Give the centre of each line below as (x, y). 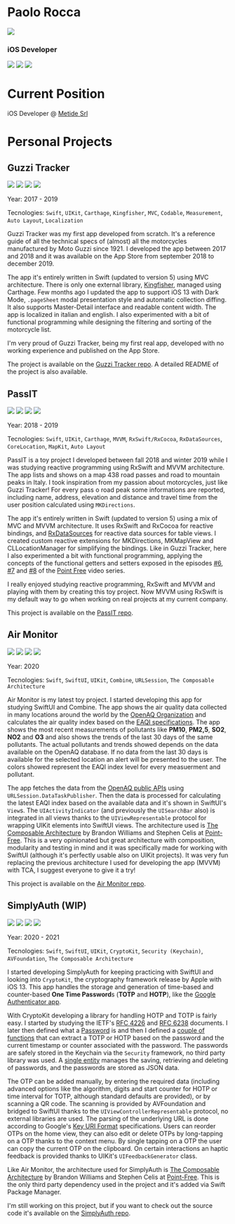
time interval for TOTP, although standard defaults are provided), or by (109, 1096)
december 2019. (31, 263)
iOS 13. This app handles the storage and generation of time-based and (110, 987)
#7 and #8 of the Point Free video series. (66, 571)
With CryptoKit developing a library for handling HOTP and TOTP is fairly (112, 1015)
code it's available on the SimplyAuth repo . (69, 1213)
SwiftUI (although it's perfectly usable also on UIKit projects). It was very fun (118, 855)
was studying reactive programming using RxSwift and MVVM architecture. (116, 467)
